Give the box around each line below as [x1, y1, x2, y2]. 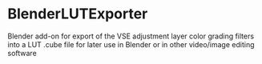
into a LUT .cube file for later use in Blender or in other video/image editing [7, 39, 255, 49]
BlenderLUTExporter [7, 5, 148, 23]
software [7, 48, 37, 58]
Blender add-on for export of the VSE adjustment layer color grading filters [7, 31, 254, 41]
